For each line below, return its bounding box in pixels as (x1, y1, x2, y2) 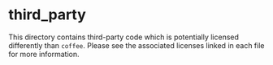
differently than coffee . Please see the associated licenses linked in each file (8, 40, 265, 50)
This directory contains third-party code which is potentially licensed (8, 32, 240, 42)
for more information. (8, 49, 80, 59)
